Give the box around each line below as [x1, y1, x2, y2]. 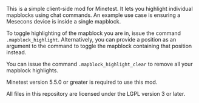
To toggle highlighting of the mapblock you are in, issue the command [6, 30, 181, 37]
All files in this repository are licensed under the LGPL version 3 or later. [6, 90, 186, 97]
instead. [6, 49, 27, 56]
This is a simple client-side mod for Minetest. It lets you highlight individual [6, 5, 193, 12]
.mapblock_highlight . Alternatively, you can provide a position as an [6, 36, 177, 43]
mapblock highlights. [6, 67, 59, 74]
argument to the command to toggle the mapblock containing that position [6, 42, 192, 49]
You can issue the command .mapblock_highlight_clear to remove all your [6, 60, 193, 67]
